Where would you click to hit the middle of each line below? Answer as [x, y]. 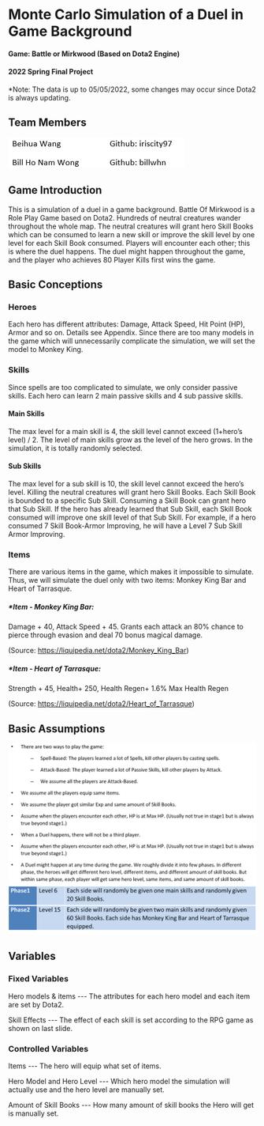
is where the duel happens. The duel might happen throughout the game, [127, 251]
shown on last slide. [41, 1028]
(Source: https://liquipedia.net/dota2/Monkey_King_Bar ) [99, 651]
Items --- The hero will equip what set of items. [85, 1066]
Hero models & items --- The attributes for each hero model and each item [129, 996]
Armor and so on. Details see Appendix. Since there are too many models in [131, 333]
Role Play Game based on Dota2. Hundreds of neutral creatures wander [125, 217]
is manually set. [33, 1113]
